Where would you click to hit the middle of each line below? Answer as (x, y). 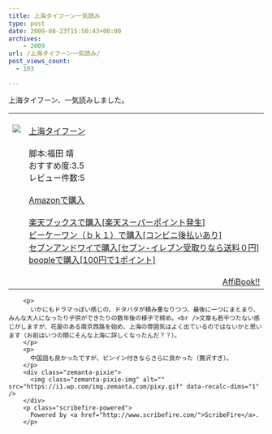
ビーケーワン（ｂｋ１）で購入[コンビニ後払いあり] (125, 234)
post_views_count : (39, 62)
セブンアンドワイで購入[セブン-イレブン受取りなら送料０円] (144, 247)
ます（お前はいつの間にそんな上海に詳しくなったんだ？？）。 (95, 335)
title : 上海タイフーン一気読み (54, 16)
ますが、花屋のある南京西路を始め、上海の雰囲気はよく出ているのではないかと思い (144, 327)
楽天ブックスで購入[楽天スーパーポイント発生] (117, 222)
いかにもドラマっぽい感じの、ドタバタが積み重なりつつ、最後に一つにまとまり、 (145, 309)
